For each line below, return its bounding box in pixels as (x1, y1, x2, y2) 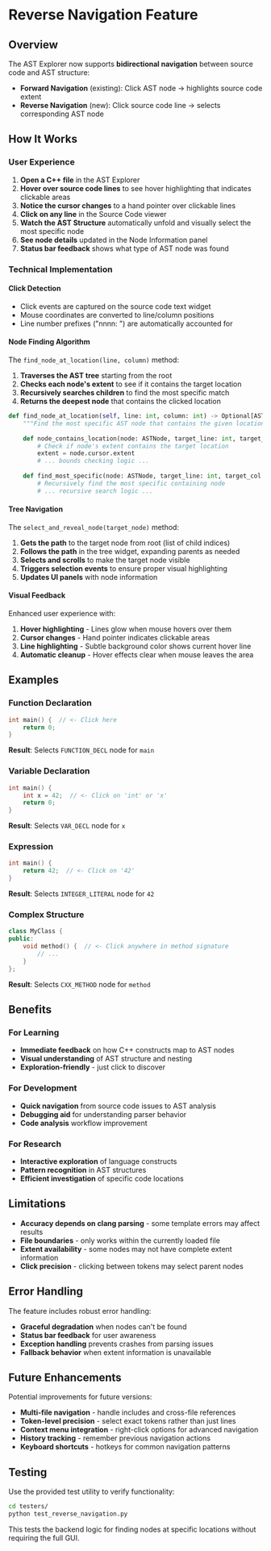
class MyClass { (8, 928, 63, 936)
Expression (8, 841, 54, 853)
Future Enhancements (8, 1370, 123, 1384)
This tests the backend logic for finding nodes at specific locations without (8, 1524, 256, 1534)
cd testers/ (8, 1503, 48, 1511)
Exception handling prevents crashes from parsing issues (19, 1339, 214, 1349)
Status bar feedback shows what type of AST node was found (19, 244, 229, 253)
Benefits (8, 1003, 52, 1017)
